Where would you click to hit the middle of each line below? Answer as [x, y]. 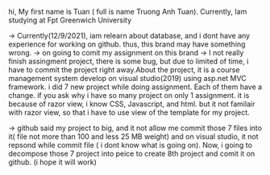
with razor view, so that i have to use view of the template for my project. [129, 112]
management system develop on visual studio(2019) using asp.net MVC [128, 78]
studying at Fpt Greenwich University [70, 20]
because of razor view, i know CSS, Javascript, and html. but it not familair [132, 104]
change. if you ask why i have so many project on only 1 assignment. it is [129, 95]
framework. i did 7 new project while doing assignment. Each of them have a [135, 87]
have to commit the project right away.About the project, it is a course [124, 70]
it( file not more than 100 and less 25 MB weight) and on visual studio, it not [134, 136]
